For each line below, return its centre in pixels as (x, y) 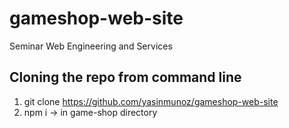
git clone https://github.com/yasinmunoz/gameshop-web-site (151, 101)
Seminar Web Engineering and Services (91, 46)
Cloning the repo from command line (125, 77)
